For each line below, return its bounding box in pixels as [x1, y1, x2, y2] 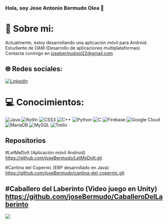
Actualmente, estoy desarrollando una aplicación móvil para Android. [5, 40, 148, 46]
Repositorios [5, 136, 46, 145]
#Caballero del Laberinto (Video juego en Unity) [5, 184, 157, 193]
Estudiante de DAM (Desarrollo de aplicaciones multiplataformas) [5, 45, 140, 51]
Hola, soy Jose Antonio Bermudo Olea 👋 [5, 5, 104, 12]
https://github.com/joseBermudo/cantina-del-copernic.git [5, 170, 124, 176]
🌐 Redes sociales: [5, 65, 63, 73]
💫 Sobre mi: [5, 23, 54, 35]
